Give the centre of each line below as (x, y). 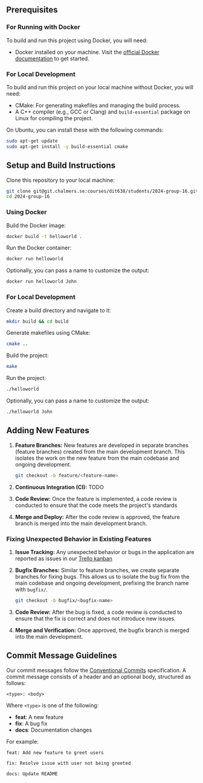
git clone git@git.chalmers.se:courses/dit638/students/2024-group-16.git (102, 191)
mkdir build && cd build (37, 321)
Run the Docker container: (39, 248)
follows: (16, 683)
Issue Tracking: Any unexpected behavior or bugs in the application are (105, 552)
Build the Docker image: (36, 225)
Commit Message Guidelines (62, 656)
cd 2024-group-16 (28, 197)
